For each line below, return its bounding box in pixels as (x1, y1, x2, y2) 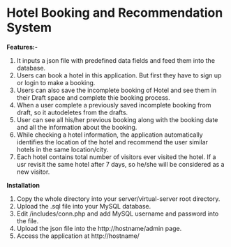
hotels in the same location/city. (16, 145, 109, 154)
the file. (16, 216, 39, 225)
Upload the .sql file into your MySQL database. (16, 202, 151, 210)
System (6, 20, 52, 36)
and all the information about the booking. (16, 123, 137, 131)
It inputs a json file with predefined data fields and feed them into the (16, 56, 216, 64)
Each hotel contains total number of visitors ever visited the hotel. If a (16, 152, 216, 161)
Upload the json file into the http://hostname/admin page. (16, 224, 182, 232)
